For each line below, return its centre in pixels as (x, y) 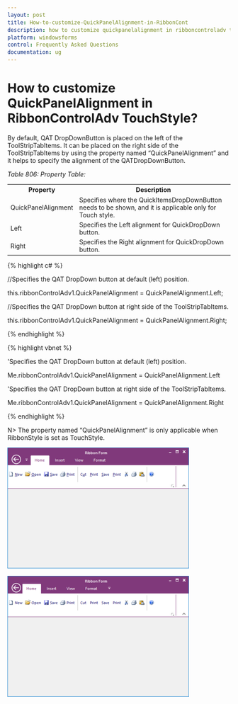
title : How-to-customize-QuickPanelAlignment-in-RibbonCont (98, 22)
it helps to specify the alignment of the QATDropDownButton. (97, 160)
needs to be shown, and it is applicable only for (148, 207)
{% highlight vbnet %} (40, 348)
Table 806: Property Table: (47, 174)
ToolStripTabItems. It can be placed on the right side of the (93, 145)
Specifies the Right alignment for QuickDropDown (152, 242)
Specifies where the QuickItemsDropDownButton (151, 200)
